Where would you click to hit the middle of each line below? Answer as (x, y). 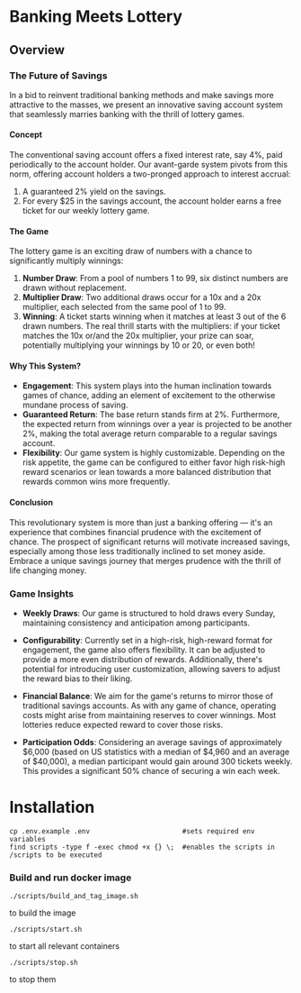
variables (28, 839)
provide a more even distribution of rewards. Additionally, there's (142, 659)
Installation (52, 807)
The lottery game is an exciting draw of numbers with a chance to (131, 251)
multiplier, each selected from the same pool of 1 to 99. (124, 307)
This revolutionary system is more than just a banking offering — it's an (141, 522)
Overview (37, 50)
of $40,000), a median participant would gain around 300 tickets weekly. (157, 761)
